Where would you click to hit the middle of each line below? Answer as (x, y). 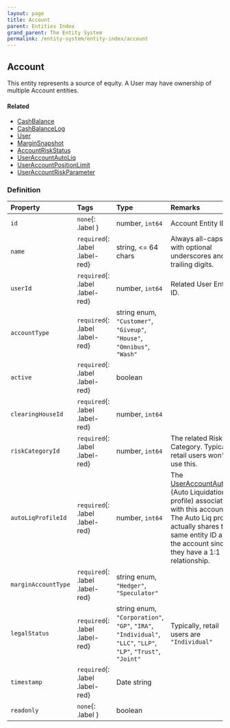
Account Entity (194, 223)
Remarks (185, 208)
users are (185, 634)
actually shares (195, 527)
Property (25, 208)
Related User (191, 284)
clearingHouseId (37, 414)
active (21, 378)
